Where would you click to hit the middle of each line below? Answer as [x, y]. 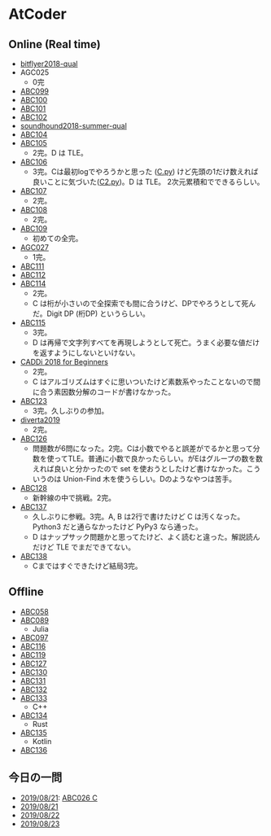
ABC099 [35, 91]
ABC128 [33, 488]
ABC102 [33, 117]
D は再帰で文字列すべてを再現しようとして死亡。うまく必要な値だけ [146, 342]
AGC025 [35, 72]
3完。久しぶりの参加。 [70, 411]
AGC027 [34, 247]
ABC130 [34, 672]
